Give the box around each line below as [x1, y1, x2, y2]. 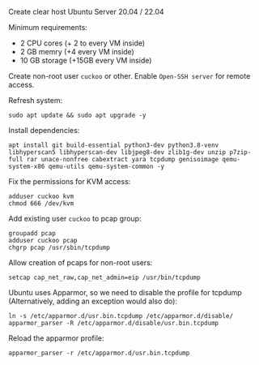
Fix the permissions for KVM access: [8, 177, 131, 186]
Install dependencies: [8, 126, 80, 135]
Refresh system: [8, 96, 63, 105]
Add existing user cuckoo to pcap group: [8, 214, 142, 223]
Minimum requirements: [8, 23, 87, 32]
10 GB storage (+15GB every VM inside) [19, 56, 152, 65]
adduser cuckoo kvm [8, 192, 74, 200]
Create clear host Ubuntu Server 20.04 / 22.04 [8, 7, 164, 16]
